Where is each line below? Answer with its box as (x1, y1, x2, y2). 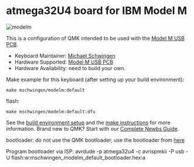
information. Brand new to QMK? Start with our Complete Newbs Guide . (6, 125, 179, 132)
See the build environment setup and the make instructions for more (6, 119, 171, 126)
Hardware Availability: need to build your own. (14, 64, 126, 71)
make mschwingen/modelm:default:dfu (6, 109, 96, 114)
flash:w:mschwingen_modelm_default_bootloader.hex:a (11, 154, 145, 161)
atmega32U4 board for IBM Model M (6, 4, 188, 18)
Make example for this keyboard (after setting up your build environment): (6, 76, 185, 83)
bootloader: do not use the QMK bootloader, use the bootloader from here (6, 136, 185, 144)
